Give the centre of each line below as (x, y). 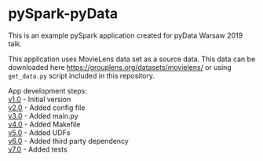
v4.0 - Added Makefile (44, 124)
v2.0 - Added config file (47, 108)
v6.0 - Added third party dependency (69, 141)
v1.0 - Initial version (40, 99)
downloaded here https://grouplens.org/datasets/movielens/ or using (120, 67)
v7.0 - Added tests (38, 149)
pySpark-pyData (63, 14)
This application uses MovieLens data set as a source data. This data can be (132, 59)
